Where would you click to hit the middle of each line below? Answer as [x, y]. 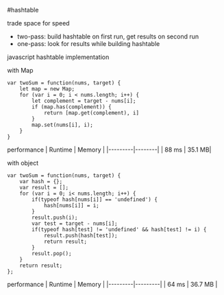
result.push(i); [55, 217]
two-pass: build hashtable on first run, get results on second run [108, 36]
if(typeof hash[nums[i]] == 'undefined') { [95, 200]
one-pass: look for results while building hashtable [88, 44]
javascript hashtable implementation [58, 57]
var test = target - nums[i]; [75, 224]
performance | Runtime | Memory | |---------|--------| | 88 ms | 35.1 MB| [109, 150]
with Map [20, 70]
